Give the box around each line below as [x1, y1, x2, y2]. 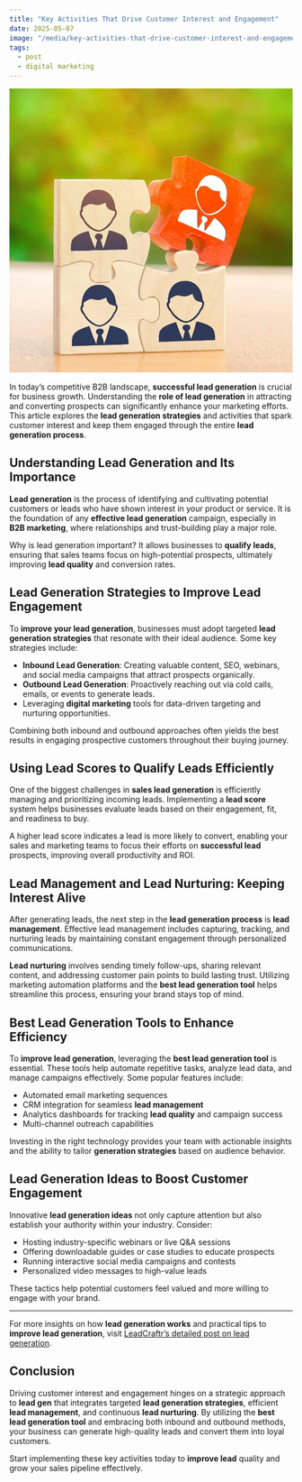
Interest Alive [9, 890, 86, 905]
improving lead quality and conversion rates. [9, 559, 176, 570]
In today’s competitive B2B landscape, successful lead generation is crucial [9, 381, 292, 392]
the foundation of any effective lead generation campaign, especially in [9, 512, 277, 523]
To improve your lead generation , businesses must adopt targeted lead [9, 623, 276, 634]
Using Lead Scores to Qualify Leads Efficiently [9, 761, 274, 776]
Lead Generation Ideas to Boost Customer [9, 1172, 249, 1187]
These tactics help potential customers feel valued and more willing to [9, 1283, 270, 1294]
